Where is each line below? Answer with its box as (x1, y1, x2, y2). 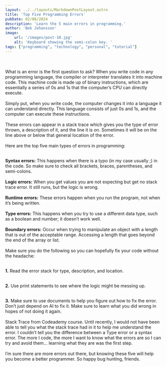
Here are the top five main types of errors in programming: (5, 142, 126, 148)
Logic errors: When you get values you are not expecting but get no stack (5, 179, 158, 185)
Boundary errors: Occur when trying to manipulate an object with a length (5, 226, 158, 232)
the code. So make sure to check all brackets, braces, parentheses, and (5, 163, 153, 169)
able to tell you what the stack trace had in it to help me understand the (5, 324, 152, 330)
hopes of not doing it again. (5, 308, 62, 314)
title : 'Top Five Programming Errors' (5, 12, 86, 17)
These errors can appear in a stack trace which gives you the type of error (5, 122, 159, 127)
